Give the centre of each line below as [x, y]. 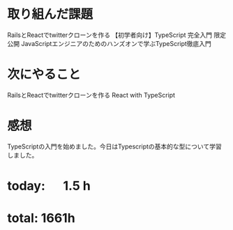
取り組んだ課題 [50, 14]
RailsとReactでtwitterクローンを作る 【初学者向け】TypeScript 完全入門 [110, 35]
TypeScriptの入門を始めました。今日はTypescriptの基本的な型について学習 [114, 146]
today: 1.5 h [49, 186]
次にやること [44, 75]
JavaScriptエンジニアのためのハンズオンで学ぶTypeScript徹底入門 [116, 43]
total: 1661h [41, 219]
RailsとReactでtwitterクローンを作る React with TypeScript [91, 95]
